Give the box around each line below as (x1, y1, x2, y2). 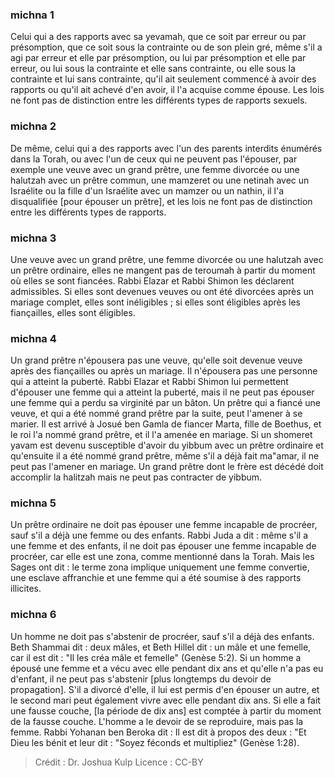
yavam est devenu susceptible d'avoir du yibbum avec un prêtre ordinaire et (10, 439, 324, 452)
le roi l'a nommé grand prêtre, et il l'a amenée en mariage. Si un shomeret (10, 429, 313, 441)
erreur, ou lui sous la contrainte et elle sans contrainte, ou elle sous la (10, 63, 296, 75)
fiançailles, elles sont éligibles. (10, 306, 136, 318)
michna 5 (10, 496, 57, 510)
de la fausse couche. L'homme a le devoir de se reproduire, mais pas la (10, 715, 304, 727)
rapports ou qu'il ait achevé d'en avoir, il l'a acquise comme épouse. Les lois (10, 84, 325, 96)
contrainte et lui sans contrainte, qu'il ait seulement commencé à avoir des (10, 73, 317, 85)
